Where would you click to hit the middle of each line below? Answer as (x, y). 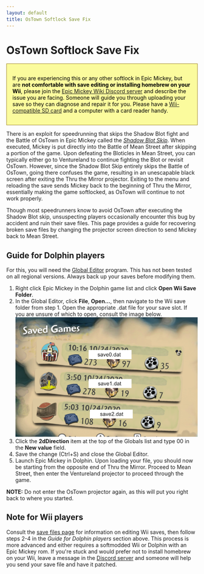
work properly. (25, 198)
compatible (26, 111)
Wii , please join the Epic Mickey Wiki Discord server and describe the (99, 91)
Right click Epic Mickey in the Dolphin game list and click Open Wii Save (105, 289)
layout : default (27, 13)
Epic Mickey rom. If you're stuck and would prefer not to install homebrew (99, 551)
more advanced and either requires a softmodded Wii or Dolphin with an (97, 545)
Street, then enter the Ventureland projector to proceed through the (99, 473)
